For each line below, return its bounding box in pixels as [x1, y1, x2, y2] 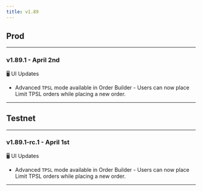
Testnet [6, 114, 36, 124]
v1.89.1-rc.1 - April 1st [6, 138, 70, 147]
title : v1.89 [6, 8, 39, 15]
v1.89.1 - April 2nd [6, 56, 60, 64]
